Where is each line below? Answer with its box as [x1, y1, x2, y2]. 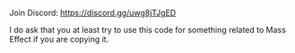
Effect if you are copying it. [9, 34, 109, 44]
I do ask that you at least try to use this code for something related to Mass [9, 25, 287, 34]
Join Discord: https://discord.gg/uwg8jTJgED [9, 8, 177, 18]
